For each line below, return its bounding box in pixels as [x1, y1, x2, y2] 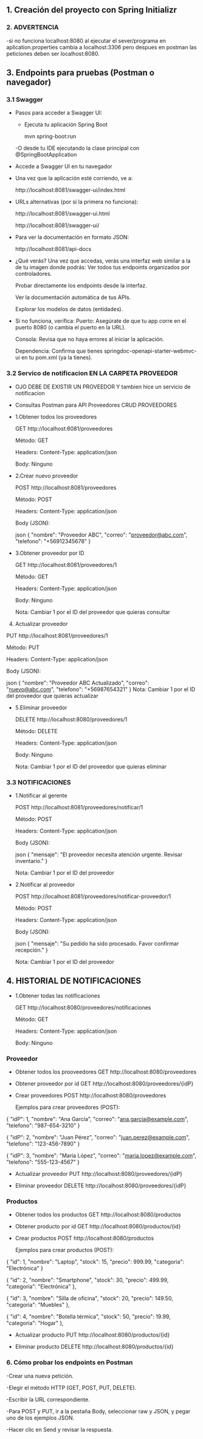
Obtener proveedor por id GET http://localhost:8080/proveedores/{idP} [15, 1080, 194, 1088]
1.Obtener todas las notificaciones [15, 992, 100, 999]
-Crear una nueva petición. [6, 1372, 74, 1379]
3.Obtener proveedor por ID [15, 549, 84, 557]
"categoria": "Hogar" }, [6, 1320, 64, 1327]
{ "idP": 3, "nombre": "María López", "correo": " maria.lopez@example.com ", [6, 1152, 197, 1159]
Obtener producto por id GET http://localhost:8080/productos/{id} [15, 1223, 181, 1230]
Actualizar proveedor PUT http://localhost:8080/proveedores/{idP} [15, 1170, 183, 1178]
